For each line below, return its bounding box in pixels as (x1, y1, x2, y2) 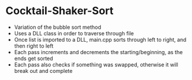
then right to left (14, 42, 54, 49)
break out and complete (14, 67, 73, 74)
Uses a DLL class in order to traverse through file (14, 29, 135, 36)
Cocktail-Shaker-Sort (5, 4, 114, 18)
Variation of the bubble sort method (14, 24, 101, 31)
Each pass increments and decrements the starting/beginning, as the (14, 48, 183, 55)
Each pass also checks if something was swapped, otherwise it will (14, 61, 178, 68)
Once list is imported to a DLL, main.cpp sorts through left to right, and (14, 36, 187, 43)
